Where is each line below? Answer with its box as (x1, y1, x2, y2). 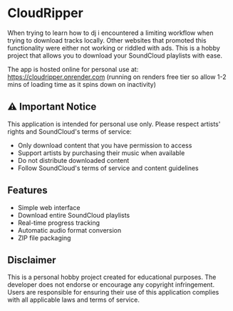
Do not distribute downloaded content (17, 156, 130, 164)
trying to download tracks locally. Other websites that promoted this (7, 36, 207, 44)
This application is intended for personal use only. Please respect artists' (7, 120, 221, 128)
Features (7, 184, 48, 196)
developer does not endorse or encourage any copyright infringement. (7, 280, 215, 289)
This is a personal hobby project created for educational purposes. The (7, 273, 217, 282)
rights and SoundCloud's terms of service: (7, 127, 132, 136)
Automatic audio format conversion (17, 226, 122, 234)
